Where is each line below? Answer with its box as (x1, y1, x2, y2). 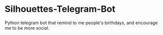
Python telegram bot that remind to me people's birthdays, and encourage (5, 20, 158, 26)
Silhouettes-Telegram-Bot (5, 3, 116, 15)
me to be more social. (5, 25, 50, 31)
